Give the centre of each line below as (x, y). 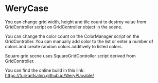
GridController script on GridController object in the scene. (64, 27)
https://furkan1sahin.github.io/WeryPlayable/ (50, 75)
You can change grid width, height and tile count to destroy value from (76, 22)
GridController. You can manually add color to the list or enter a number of (79, 41)
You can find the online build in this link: (45, 70)
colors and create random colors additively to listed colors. (64, 46)
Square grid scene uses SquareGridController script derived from (70, 55)
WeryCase (27, 8)
